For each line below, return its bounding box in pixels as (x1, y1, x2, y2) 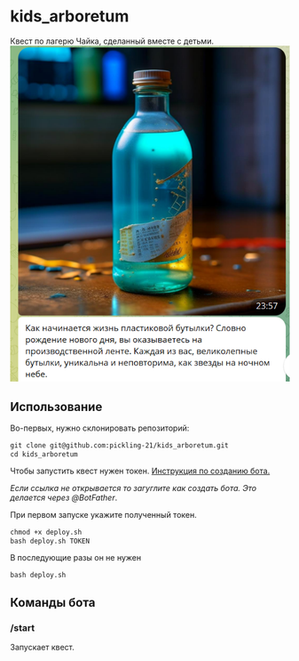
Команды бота (10, 594, 96, 610)
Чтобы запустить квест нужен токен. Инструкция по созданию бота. (10, 465, 271, 477)
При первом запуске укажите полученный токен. (10, 510, 198, 520)
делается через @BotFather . (10, 492, 118, 504)
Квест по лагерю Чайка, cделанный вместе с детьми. (10, 36, 214, 46)
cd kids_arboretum (10, 450, 78, 459)
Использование (10, 399, 103, 415)
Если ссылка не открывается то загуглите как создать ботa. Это (10, 483, 256, 494)
